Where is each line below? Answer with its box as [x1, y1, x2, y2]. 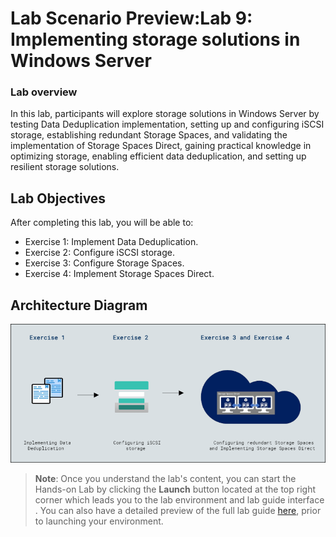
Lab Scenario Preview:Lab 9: [10, 7, 253, 30]
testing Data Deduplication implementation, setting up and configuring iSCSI [10, 118, 325, 131]
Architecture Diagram [10, 297, 148, 314]
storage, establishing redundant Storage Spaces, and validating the [10, 129, 288, 141]
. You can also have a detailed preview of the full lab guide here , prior [34, 505, 322, 517]
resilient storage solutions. [10, 161, 120, 173]
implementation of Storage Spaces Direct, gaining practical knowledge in [10, 140, 312, 152]
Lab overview [10, 85, 78, 99]
